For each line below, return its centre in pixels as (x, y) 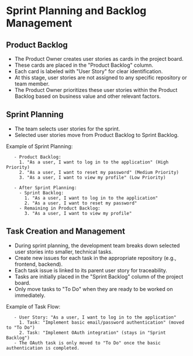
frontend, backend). (39, 264)
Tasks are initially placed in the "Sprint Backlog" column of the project (99, 276)
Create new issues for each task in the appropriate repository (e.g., (95, 258)
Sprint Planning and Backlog (76, 11)
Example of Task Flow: (33, 306)
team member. (32, 84)
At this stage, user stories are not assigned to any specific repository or (101, 78)
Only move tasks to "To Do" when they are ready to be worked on (94, 289)
